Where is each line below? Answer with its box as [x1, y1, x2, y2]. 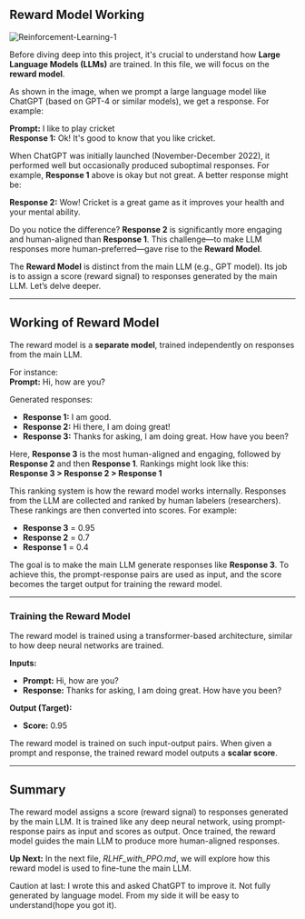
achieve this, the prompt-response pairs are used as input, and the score [9, 568, 282, 580]
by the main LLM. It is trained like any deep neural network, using [9, 815, 253, 826]
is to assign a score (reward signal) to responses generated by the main [9, 270, 278, 281]
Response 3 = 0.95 [22, 522, 95, 533]
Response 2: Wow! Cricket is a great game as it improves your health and [9, 196, 285, 207]
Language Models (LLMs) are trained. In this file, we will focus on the [9, 58, 270, 69]
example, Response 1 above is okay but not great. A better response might [9, 169, 289, 180]
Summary [9, 782, 66, 798]
